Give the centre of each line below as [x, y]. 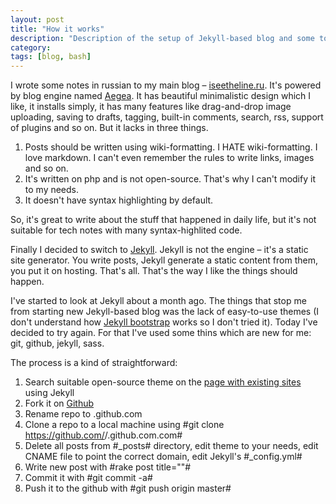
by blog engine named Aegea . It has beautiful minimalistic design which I [161, 96]
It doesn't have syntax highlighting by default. [119, 200]
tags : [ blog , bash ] [51, 57]
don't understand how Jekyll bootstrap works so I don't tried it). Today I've [164, 322]
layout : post [37, 19]
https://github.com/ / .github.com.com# [103, 435]
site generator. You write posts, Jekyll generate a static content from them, [164, 260]
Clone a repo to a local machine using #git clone [124, 425]
